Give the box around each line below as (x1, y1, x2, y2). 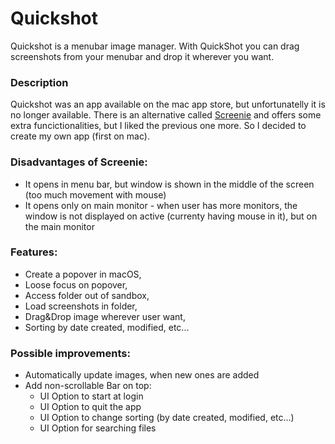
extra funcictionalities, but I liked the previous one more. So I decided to (10, 120, 307, 132)
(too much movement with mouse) (24, 188, 167, 201)
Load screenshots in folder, (24, 300, 138, 312)
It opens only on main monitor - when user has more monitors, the (24, 199, 298, 211)
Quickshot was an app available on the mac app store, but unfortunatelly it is (10, 98, 326, 111)
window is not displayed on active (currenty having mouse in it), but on (24, 210, 318, 222)
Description (10, 75, 69, 89)
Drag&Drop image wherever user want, (24, 310, 186, 322)
